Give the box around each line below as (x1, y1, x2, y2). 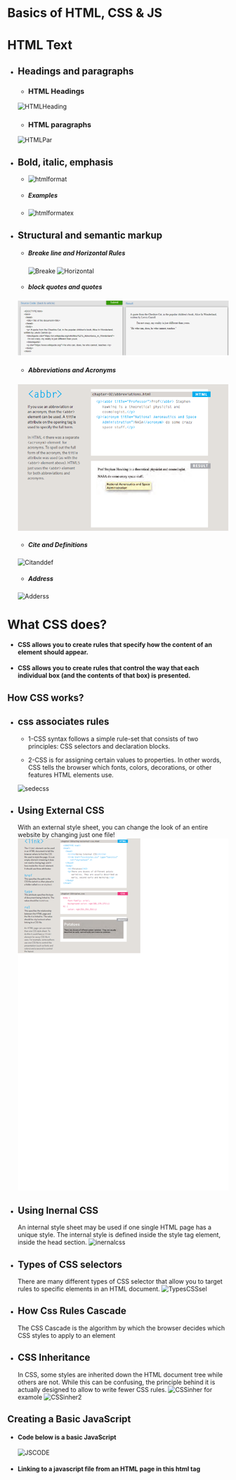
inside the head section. (17, 1238, 88, 1247)
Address (27, 574, 54, 582)
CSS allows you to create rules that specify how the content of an (17, 640, 213, 648)
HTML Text (7, 37, 72, 54)
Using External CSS (17, 804, 105, 816)
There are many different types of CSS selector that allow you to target (17, 1277, 223, 1286)
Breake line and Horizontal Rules (27, 249, 126, 258)
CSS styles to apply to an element (17, 1331, 116, 1339)
